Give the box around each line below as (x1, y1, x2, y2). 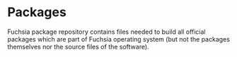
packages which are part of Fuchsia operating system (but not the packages (7, 34, 230, 43)
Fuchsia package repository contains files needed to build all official (7, 27, 206, 36)
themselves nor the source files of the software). (7, 42, 150, 51)
